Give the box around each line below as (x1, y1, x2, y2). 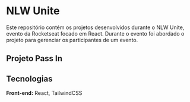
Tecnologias (6, 74, 53, 84)
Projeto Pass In (6, 53, 63, 63)
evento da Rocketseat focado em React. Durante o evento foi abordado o (6, 30, 185, 37)
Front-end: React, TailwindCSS (6, 90, 83, 97)
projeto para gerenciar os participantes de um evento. (6, 36, 138, 43)
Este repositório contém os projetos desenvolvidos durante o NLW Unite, (6, 24, 185, 31)
